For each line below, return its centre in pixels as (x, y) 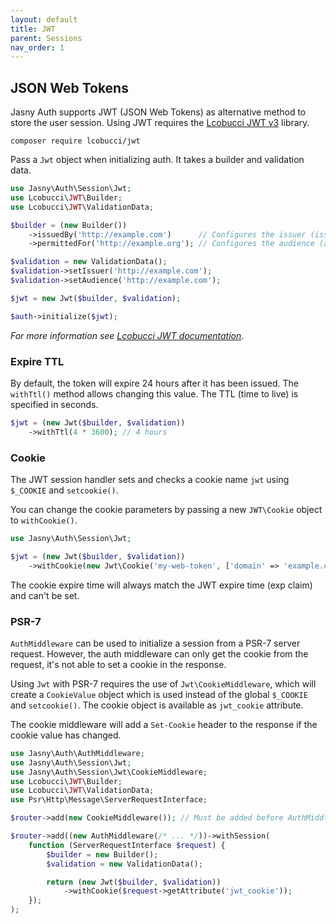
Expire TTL (37, 361)
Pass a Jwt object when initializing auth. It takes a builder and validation (157, 160)
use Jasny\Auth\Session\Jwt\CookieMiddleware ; (109, 772)
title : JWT (33, 29)
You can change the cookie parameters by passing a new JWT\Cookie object (166, 510)
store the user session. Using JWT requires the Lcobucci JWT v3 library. (160, 123)
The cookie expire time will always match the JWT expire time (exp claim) (161, 585)
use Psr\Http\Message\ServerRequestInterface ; (109, 800)
